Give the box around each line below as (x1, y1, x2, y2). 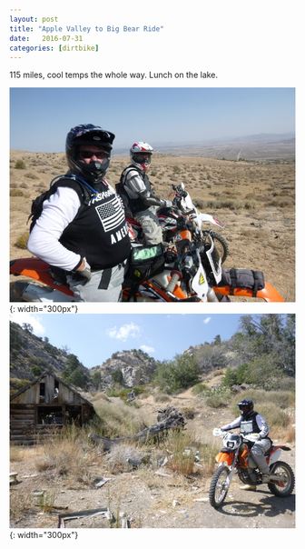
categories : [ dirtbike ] (9, 44, 100, 53)
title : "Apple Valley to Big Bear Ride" (9, 24, 165, 34)
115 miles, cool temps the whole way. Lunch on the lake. (9, 69, 219, 81)
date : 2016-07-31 (9, 34, 84, 43)
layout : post (9, 15, 59, 24)
